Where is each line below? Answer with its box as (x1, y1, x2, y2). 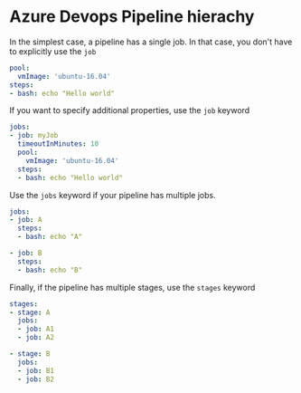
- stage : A (9, 308, 51, 317)
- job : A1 (17, 324, 54, 334)
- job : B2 (17, 374, 54, 384)
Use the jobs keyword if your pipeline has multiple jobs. (9, 189, 216, 200)
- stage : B (9, 350, 51, 359)
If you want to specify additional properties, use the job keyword (9, 105, 250, 116)
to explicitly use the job (9, 45, 97, 56)
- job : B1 (17, 366, 54, 375)
